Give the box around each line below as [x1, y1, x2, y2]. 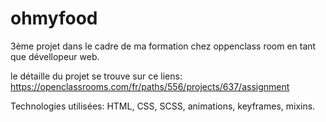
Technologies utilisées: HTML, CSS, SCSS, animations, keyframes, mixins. [10, 100, 316, 112]
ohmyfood [10, 7, 98, 30]
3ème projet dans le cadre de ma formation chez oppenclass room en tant [10, 40, 317, 52]
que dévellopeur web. [10, 50, 100, 62]
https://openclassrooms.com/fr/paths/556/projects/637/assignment [10, 80, 290, 92]
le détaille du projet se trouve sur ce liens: [10, 70, 183, 82]
